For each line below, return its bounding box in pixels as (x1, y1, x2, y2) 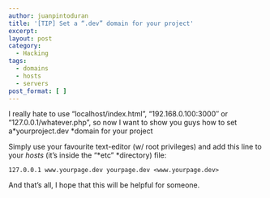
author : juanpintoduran (8, 11, 89, 20)
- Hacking (15, 49, 49, 57)
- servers (15, 79, 49, 87)
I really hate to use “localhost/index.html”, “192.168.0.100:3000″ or (8, 109, 229, 119)
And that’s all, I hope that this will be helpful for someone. (8, 180, 200, 190)
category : (8, 42, 42, 50)
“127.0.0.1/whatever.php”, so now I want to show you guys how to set (8, 118, 238, 128)
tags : (8, 57, 27, 65)
